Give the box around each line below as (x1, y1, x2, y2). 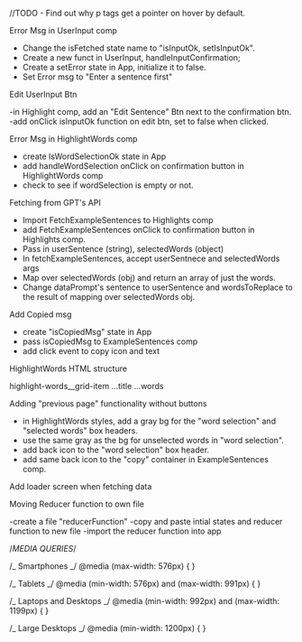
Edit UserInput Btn (9, 89, 78, 99)
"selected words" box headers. (22, 425, 138, 436)
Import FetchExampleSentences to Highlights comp (22, 215, 214, 225)
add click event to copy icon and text (22, 346, 160, 356)
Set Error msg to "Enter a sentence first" (22, 71, 173, 82)
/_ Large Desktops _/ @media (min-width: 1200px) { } (9, 623, 206, 633)
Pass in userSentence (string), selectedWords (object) (22, 244, 224, 254)
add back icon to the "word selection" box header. (22, 444, 210, 455)
